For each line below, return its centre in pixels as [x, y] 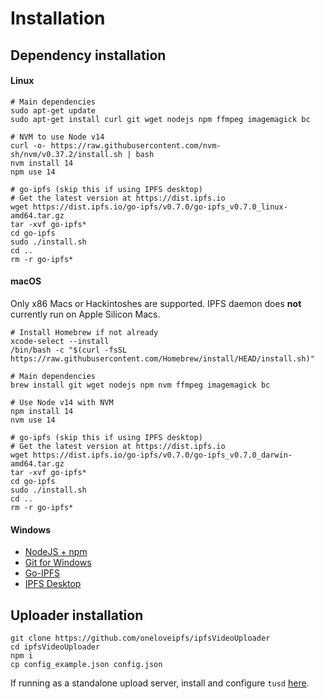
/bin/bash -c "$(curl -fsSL [69, 350]
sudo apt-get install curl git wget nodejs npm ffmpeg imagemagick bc [160, 119]
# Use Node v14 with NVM [62, 402]
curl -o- [28, 145]
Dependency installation [88, 55]
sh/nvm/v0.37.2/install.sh [66, 154]
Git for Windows [58, 563]
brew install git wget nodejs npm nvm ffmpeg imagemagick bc [140, 385]
